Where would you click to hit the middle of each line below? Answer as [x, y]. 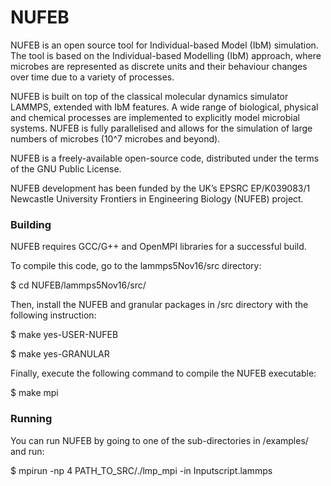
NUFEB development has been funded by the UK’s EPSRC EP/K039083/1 [160, 188]
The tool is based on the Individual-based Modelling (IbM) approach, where [166, 55]
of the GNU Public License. [66, 168]
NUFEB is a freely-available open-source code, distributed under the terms [165, 158]
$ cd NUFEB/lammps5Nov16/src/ [78, 285]
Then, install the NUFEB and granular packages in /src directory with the [159, 305]
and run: [27, 451]
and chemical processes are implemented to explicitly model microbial [155, 117]
